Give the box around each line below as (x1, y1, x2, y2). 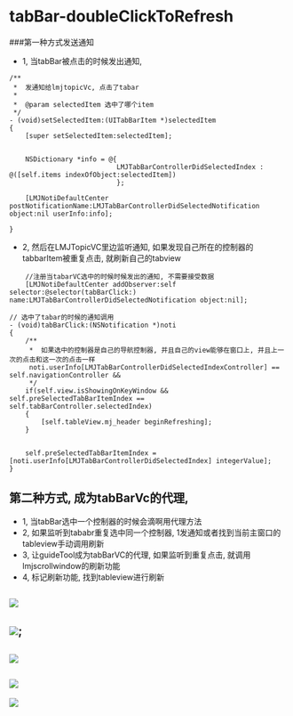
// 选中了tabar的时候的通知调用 (9, 313, 115, 321)
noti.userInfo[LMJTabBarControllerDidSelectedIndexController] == (28, 362, 280, 371)
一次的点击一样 (48, 354, 96, 364)
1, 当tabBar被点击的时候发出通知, (21, 55, 142, 66)
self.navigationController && (9, 370, 122, 379)
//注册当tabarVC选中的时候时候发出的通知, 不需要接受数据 (25, 272, 215, 281)
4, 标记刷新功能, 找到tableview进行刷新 (21, 572, 165, 582)
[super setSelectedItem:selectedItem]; (25, 131, 173, 140)
